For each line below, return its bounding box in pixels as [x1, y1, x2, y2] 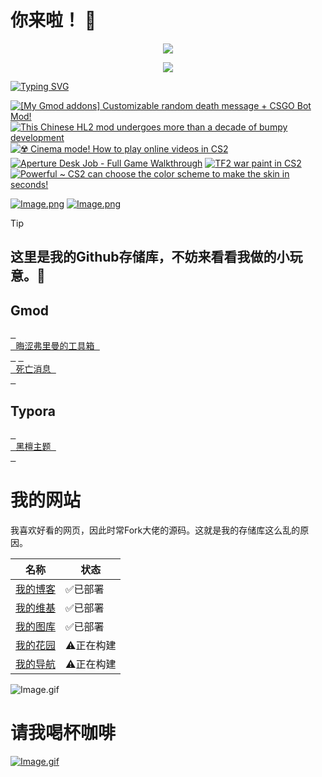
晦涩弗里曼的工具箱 [15, 341, 95, 352]
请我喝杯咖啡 [10, 722, 117, 745]
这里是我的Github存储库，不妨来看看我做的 [10, 249, 277, 266]
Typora [10, 402, 56, 420]
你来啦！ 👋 [10, 9, 97, 32]
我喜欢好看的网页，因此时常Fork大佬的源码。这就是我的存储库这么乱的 [10, 524, 301, 536]
